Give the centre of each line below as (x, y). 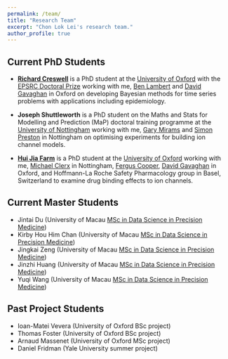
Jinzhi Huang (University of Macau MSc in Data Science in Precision (116, 264)
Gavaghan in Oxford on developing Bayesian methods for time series (117, 94)
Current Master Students (63, 203)
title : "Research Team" (42, 20)
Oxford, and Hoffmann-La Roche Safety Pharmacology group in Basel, (119, 174)
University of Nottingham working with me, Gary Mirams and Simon (115, 130)
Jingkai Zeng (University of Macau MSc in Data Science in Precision (116, 249)
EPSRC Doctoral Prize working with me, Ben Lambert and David (109, 86)
